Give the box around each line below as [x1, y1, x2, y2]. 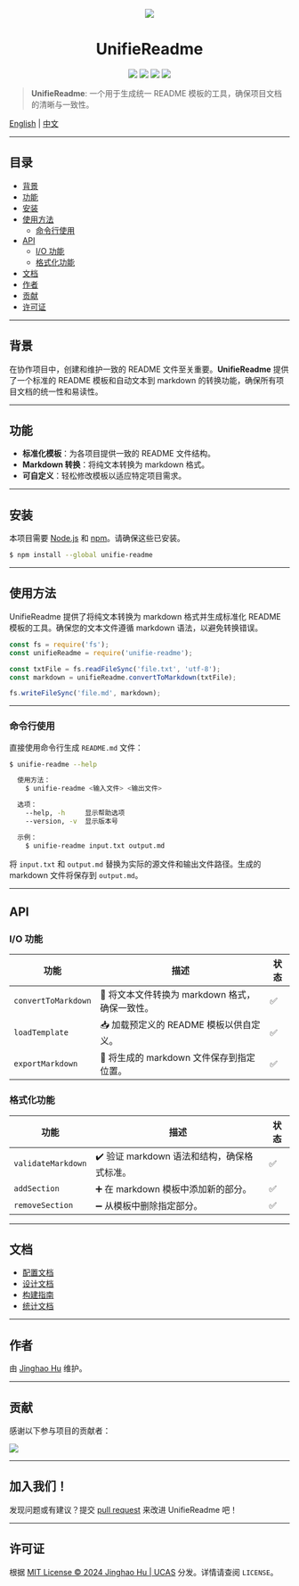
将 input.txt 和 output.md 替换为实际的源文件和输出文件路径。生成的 [9, 859, 262, 869]
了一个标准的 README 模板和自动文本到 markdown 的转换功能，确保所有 [9, 374, 277, 385]
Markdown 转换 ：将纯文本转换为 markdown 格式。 [21, 459, 210, 470]
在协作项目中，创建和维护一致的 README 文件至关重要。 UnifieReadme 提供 [9, 364, 289, 374]
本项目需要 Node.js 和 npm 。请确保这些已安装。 [9, 533, 185, 544]
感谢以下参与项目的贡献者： [9, 1425, 111, 1435]
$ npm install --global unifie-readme [9, 551, 153, 560]
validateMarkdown [13, 1159, 87, 1169]
